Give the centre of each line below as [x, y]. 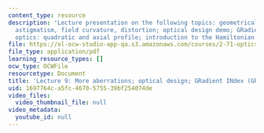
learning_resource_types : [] [56, 59]
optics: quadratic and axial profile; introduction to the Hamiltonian [135, 37]
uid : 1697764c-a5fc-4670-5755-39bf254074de [81, 88]
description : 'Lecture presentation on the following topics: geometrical [133, 23]
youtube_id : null [44, 117]
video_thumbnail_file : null [61, 102]
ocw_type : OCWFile [38, 66]
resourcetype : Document [47, 74]
